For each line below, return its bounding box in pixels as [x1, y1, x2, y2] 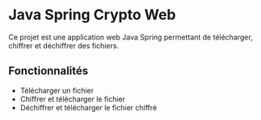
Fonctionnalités [8, 64, 89, 78]
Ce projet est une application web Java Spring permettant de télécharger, [8, 32, 253, 42]
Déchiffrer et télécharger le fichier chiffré [19, 102, 158, 112]
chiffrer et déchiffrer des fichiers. [8, 40, 120, 50]
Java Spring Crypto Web [8, 6, 176, 24]
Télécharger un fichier [19, 85, 95, 95]
